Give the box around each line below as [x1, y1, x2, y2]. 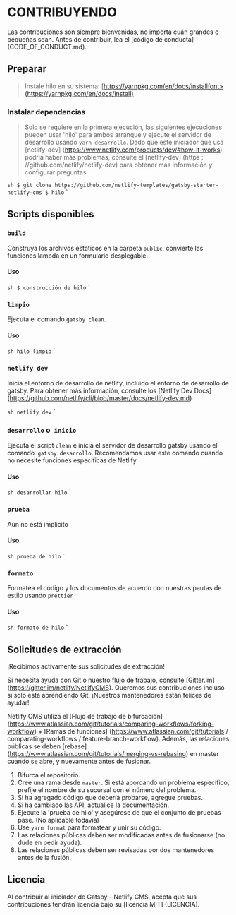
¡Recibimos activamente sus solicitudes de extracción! [7, 662, 166, 671]
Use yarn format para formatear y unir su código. [17, 823, 161, 832]
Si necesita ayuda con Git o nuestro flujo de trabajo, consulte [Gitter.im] [7, 676, 215, 685]
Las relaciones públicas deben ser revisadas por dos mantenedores [17, 846, 215, 854]
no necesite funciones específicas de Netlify [7, 456, 137, 465]
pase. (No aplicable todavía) [17, 816, 100, 825]
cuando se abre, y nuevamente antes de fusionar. [7, 757, 151, 766]
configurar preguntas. [24, 168, 89, 177]
